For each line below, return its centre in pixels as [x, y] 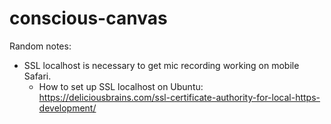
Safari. [37, 76]
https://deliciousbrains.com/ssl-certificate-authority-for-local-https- [179, 97]
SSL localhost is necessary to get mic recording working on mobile [161, 65]
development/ [67, 108]
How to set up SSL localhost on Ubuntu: [121, 86]
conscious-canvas [88, 18]
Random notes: [40, 46]
